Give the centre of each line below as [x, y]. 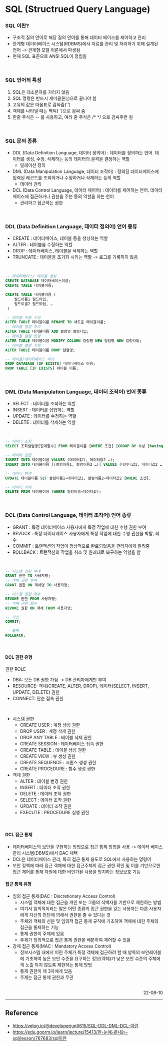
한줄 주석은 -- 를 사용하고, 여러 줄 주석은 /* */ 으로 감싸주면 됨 [73, 117]
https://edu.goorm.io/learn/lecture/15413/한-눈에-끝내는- [70, 1032]
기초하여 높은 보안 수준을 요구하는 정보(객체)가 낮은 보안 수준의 [86, 959]
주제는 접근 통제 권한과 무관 [46, 977]
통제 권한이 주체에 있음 [42, 934]
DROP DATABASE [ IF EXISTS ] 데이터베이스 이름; [50, 364]
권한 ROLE [15, 669]
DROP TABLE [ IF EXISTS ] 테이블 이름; [42, 368]
